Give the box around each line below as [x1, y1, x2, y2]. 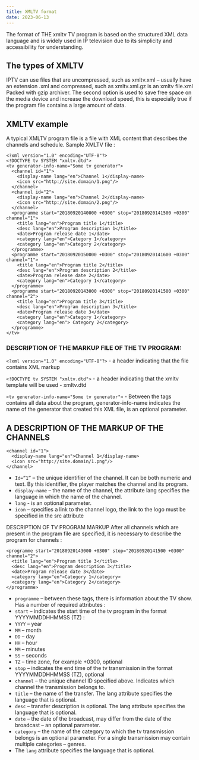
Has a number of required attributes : [14, 601, 106, 609]
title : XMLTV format [6, 8, 58, 15]
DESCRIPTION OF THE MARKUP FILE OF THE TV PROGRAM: [6, 344, 182, 352]
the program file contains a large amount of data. [6, 102, 126, 109]
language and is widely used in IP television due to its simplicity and [6, 37, 172, 44]
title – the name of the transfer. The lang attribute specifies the [14, 690, 172, 697]
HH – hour [14, 639, 37, 647]
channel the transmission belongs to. [14, 684, 106, 691]
